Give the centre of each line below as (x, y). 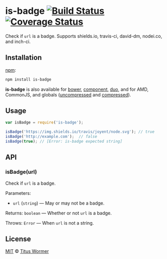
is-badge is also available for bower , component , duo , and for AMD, (77, 89)
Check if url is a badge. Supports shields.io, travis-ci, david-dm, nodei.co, (84, 36)
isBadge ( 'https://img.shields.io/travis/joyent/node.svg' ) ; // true (80, 132)
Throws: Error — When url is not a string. (50, 223)
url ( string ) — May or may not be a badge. (59, 203)
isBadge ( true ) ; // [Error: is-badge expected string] (64, 142)
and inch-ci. (18, 42)
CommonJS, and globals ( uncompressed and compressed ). (68, 94)
